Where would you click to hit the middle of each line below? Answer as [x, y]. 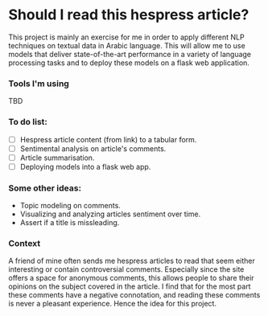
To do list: [28, 122]
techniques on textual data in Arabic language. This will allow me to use [127, 45]
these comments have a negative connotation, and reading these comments [134, 295]
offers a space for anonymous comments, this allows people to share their [132, 278]
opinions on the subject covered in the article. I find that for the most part [130, 286]
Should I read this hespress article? [129, 15]
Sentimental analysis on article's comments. [93, 148]
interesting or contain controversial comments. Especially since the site [126, 269]
